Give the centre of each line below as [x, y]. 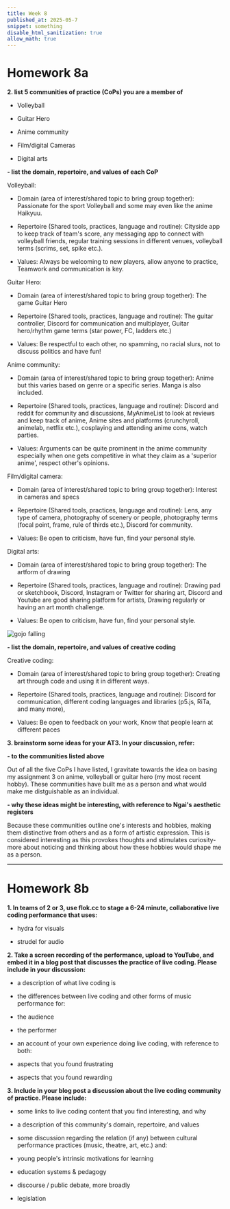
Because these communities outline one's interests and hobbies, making [109, 826]
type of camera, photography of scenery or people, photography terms [117, 518]
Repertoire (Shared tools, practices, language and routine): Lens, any [114, 510]
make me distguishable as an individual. [63, 791]
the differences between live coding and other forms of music [104, 996]
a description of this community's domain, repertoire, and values [108, 1125]
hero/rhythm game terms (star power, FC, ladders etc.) [94, 331]
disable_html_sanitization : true [55, 33]
